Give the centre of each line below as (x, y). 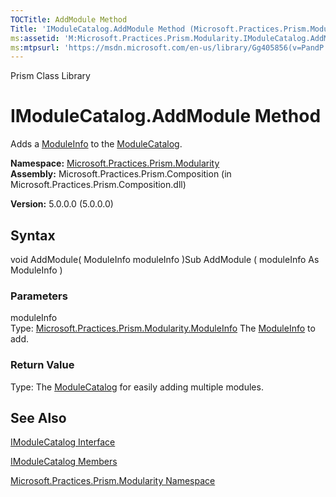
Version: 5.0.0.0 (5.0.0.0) (62, 204)
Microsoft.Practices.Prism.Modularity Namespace (113, 481)
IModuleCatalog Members (64, 462)
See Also (38, 417)
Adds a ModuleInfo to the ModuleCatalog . (96, 144)
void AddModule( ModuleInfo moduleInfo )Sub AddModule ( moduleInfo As (165, 259)
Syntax (33, 235)
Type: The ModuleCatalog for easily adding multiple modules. (137, 387)
